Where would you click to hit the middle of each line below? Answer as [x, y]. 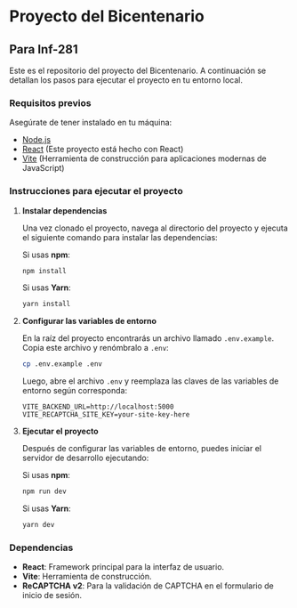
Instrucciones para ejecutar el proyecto [96, 191]
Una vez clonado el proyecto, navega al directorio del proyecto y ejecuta [155, 228]
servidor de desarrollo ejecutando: [85, 458]
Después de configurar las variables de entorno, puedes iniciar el [142, 449]
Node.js [36, 140]
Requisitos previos [50, 102]
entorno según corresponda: [74, 391]
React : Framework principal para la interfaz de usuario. [123, 567]
